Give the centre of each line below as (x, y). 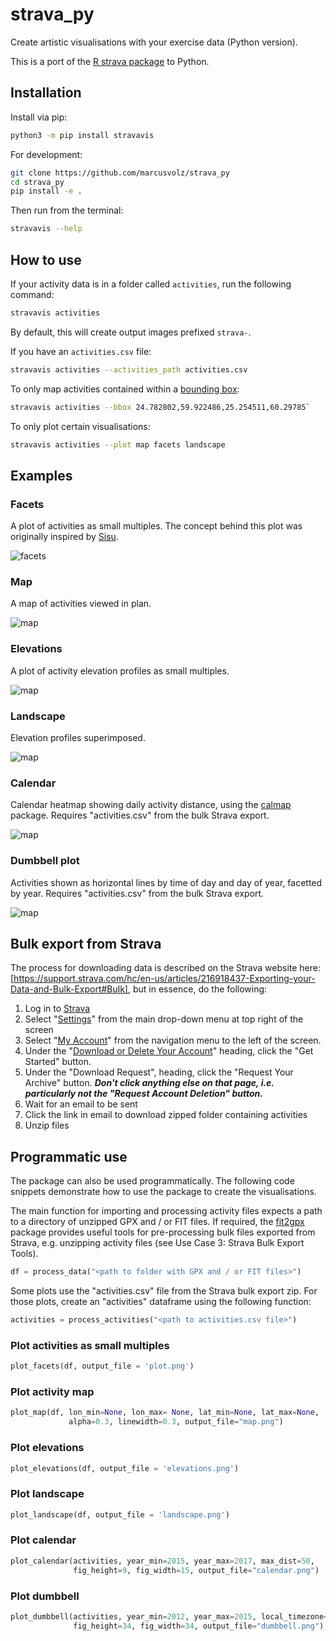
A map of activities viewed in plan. (81, 604)
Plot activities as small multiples (90, 1345)
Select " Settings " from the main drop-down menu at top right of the (164, 1019)
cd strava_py (37, 182)
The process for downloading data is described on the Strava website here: (166, 968)
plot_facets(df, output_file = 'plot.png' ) (102, 1366)
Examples (41, 475)
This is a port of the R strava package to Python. (110, 61)
